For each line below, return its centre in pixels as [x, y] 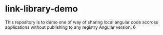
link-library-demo [41, 9]
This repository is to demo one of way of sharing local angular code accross [82, 22]
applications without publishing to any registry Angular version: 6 [71, 27]
